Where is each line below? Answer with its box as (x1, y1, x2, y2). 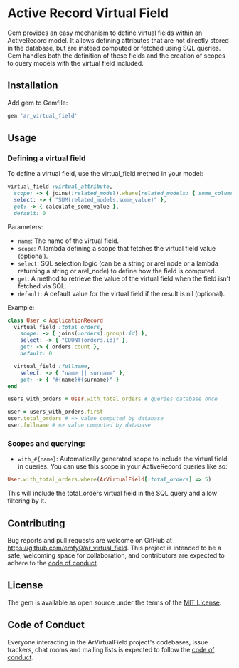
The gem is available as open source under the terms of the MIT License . (7, 598, 222, 607)
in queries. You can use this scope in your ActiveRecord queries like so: (17, 462, 228, 471)
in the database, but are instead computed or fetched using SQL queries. (7, 43, 221, 52)
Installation (7, 80, 58, 92)
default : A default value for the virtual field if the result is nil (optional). (17, 289, 225, 298)
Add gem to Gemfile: (7, 98, 68, 107)
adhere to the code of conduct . (7, 558, 99, 567)
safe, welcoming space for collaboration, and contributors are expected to (7, 550, 225, 560)
